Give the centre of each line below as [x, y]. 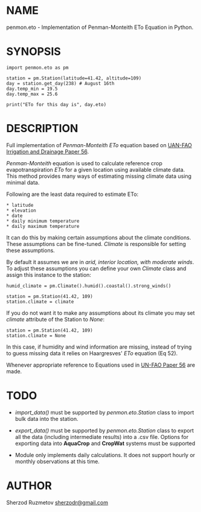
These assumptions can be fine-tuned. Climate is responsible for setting [96, 244]
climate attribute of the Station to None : [55, 319]
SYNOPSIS [34, 52]
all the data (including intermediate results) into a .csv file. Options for [102, 437]
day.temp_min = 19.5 [32, 89]
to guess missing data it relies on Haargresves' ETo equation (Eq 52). [92, 353]
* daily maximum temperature [43, 226]
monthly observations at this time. [57, 461]
